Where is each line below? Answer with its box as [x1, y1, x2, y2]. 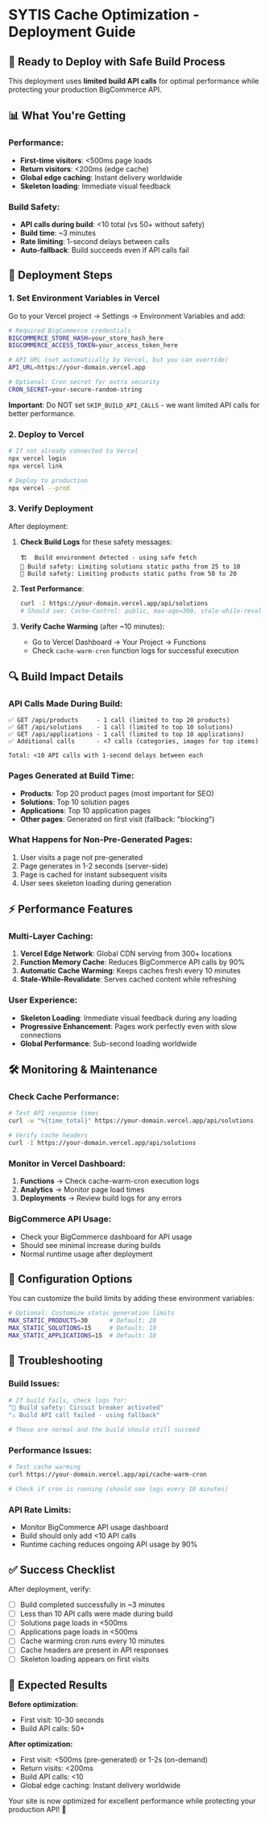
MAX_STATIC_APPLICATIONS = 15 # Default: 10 [8, 1332, 157, 1340]
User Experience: [8, 994, 78, 1006]
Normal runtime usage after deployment [19, 1249, 153, 1258]
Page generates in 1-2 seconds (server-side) [19, 861, 168, 870]
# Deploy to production [8, 477, 89, 485]
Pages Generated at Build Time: [8, 771, 134, 782]
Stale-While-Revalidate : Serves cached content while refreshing [19, 974, 237, 984]
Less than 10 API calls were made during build [19, 1609, 173, 1619]
